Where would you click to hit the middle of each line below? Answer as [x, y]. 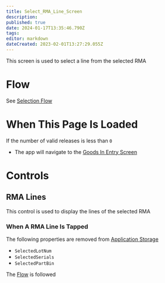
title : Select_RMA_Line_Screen [44, 11]
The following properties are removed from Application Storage [82, 239]
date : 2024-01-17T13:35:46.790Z [45, 28]
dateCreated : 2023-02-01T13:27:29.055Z [55, 45]
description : [22, 17]
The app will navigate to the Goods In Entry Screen [76, 152]
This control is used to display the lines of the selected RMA [78, 211]
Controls [27, 175]
